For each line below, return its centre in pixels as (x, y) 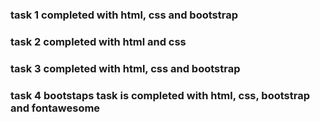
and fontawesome (55, 108)
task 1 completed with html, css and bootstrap (124, 15)
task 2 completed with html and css (98, 41)
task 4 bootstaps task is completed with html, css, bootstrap (160, 95)
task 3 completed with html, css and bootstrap (125, 68)
